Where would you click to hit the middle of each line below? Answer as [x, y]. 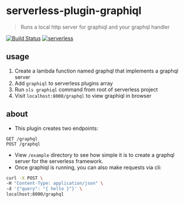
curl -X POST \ [25, 178]
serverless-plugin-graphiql [74, 11]
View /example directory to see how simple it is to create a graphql [94, 155]
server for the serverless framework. [59, 161]
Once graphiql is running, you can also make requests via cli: [88, 167]
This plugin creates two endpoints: [56, 128]
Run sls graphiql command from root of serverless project [86, 90]
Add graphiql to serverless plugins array [64, 83]
